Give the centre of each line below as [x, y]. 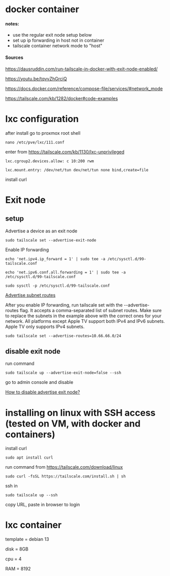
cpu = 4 [13, 559]
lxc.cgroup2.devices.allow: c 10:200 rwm [50, 161]
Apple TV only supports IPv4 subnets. [45, 326]
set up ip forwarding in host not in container [58, 40]
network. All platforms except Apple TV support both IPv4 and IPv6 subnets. [85, 321]
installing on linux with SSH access [80, 413]
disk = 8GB [17, 549]
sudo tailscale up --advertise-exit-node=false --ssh [63, 373]
